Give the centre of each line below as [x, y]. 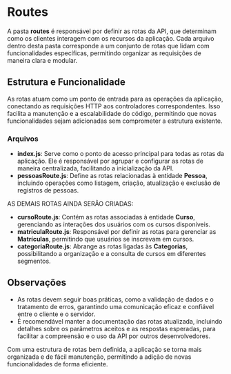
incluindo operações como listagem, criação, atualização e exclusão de [119, 183]
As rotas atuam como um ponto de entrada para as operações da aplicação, [115, 99]
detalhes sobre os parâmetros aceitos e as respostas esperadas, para [116, 328]
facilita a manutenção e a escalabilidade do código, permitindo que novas [112, 113]
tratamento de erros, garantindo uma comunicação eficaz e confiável [115, 306]
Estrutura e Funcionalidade [67, 82]
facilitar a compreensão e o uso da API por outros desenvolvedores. [114, 336]
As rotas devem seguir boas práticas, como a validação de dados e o [115, 299]
